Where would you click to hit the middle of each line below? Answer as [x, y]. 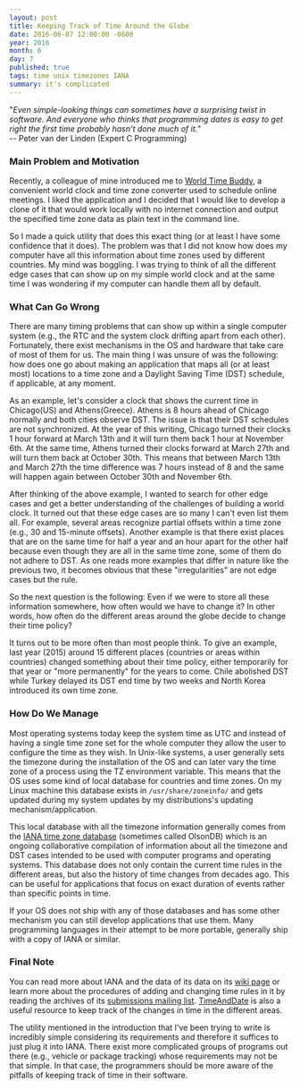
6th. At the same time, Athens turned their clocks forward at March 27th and [150, 448]
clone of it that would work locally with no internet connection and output [144, 209]
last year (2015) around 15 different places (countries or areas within [135, 652]
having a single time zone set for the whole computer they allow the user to [148, 743]
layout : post [33, 17]
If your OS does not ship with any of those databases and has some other [145, 910]
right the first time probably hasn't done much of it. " [105, 128]
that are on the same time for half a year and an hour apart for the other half [149, 541]
